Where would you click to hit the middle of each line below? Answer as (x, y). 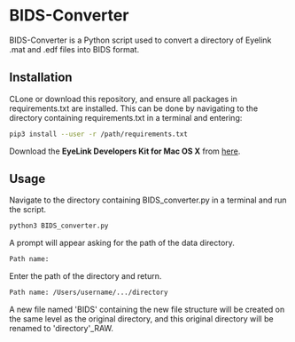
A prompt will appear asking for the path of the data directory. (122, 243)
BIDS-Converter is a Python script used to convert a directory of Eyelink (140, 40)
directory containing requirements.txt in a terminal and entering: (126, 117)
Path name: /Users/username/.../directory (89, 293)
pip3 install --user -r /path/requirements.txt (99, 134)
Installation (41, 78)
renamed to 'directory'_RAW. (61, 329)
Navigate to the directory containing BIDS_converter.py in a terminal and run (148, 200)
